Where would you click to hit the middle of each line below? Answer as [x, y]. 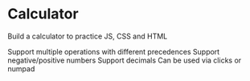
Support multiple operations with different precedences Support [114, 51]
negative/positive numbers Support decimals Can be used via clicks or [125, 60]
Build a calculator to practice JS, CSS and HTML [88, 36]
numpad [21, 68]
